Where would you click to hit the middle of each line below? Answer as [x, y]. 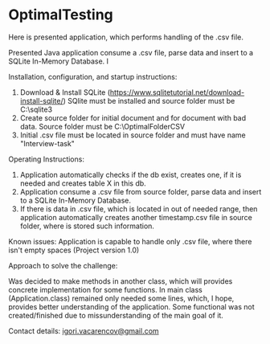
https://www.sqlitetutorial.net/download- [177, 92]
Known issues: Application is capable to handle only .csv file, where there [130, 241]
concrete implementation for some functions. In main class [105, 289]
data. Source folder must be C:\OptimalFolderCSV [102, 126]
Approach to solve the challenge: [63, 265]
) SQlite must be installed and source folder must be [149, 100]
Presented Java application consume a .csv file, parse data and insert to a [131, 52]
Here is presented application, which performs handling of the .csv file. [126, 37]
